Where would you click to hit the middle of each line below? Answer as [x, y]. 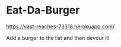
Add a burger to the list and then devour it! [58, 38]
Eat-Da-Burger [43, 10]
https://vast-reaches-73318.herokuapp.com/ [60, 26]
